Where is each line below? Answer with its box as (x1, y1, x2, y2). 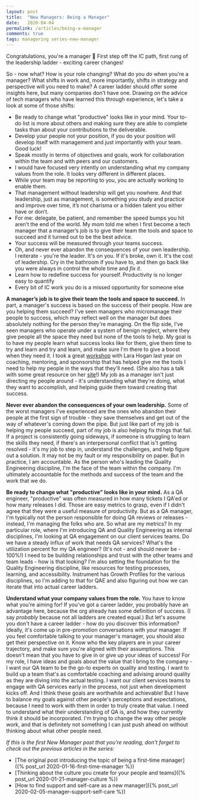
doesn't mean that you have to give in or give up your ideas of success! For (6, 651, 190, 658)
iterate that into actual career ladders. (6, 583, 98, 590)
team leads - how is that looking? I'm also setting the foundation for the (6, 558, 180, 565)
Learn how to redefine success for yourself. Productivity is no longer (14, 271, 182, 278)
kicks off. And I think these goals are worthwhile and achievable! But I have (6, 689, 189, 696)
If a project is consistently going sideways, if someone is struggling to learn (6, 433, 191, 440)
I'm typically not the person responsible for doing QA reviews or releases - (6, 514, 188, 521)
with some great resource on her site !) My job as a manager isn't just (6, 371, 174, 378)
